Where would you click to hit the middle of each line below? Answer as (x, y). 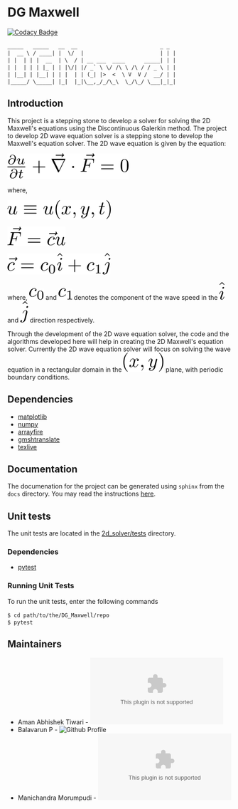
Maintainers (35, 644)
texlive (27, 447)
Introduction (36, 104)
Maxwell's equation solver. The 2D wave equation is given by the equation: (117, 143)
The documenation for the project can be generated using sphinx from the (116, 486)
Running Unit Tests (41, 586)
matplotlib (32, 417)
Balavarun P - (38, 729)
